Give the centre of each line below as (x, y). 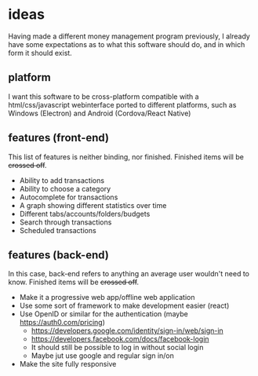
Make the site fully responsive (68, 364)
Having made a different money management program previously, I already (129, 36)
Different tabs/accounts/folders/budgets (85, 214)
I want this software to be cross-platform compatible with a (104, 97)
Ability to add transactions (62, 180)
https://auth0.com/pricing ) (62, 323)
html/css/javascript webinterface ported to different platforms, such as (122, 104)
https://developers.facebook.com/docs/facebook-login (120, 339)
